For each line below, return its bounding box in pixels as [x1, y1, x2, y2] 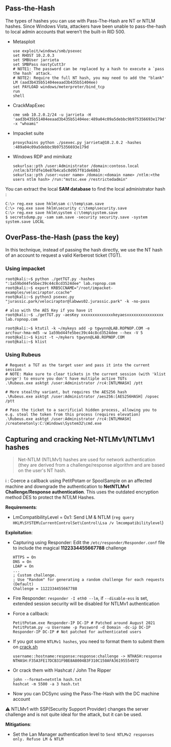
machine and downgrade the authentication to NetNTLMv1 [5, 484, 130, 490]
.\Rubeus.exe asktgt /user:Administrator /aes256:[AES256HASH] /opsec [5, 394, 159, 399]
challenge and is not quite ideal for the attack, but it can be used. [5, 712, 142, 718]
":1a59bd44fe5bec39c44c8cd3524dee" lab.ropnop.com [5, 281, 116, 286]
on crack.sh [12, 644, 38, 650]
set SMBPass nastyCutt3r [12, 61, 66, 67]
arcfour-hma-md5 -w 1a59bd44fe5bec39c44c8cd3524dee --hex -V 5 [5, 330, 143, 335]
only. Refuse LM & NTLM [12, 737, 64, 742]
